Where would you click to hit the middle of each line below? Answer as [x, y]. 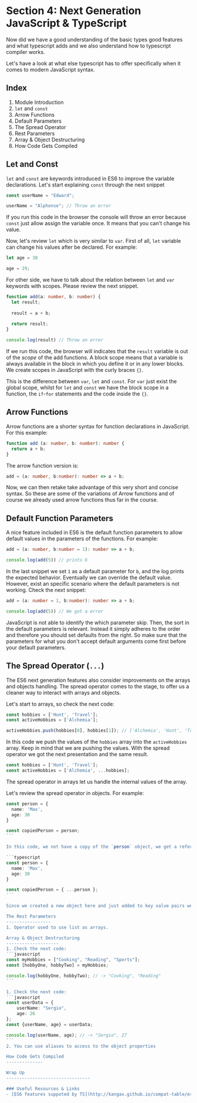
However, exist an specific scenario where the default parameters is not [93, 583]
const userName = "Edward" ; [40, 195]
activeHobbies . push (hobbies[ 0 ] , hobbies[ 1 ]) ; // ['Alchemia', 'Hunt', [94, 731]
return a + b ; [28, 449]
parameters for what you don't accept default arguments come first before [96, 641]
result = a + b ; [31, 313]
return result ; [30, 324]
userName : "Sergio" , [42, 1008]
